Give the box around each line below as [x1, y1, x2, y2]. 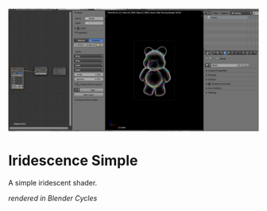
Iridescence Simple [8, 152, 138, 170]
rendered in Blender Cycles [8, 193, 98, 203]
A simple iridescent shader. [8, 178, 98, 188]
